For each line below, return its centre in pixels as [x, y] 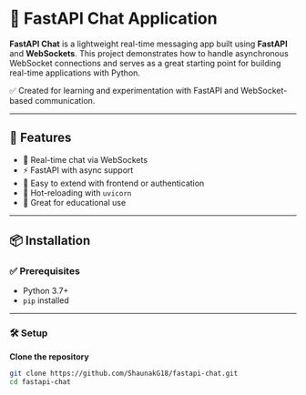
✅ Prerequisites [45, 271]
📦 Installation [50, 241]
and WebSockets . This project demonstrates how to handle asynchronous [149, 53]
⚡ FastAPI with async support [78, 170]
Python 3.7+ [46, 291]
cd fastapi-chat [40, 381]
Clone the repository [49, 356]
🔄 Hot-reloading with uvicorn [77, 192]
